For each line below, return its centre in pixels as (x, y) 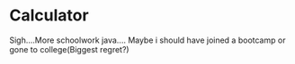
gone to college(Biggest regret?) (69, 49)
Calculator (49, 16)
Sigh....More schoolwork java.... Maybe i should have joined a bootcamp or (147, 40)
